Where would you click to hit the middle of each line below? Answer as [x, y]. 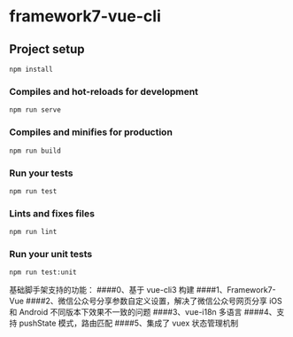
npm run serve [35, 110]
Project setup [47, 49]
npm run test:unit [43, 272]
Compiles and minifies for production [91, 132]
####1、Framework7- [236, 290]
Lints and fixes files [52, 213]
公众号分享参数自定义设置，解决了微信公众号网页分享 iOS [178, 301]
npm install [31, 69]
